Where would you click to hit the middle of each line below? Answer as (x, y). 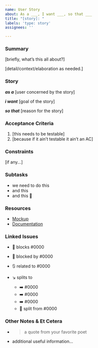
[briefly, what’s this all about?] (35, 59)
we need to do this (31, 185)
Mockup (20, 218)
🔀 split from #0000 (38, 309)
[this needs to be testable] (38, 134)
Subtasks (16, 175)
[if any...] (14, 162)
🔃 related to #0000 (31, 266)
